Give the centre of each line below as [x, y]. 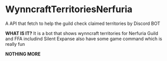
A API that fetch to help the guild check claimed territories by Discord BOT [83, 23]
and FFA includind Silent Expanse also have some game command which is [84, 39]
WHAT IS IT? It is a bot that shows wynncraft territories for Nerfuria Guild [82, 33]
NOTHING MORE [23, 54]
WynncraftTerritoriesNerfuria [69, 9]
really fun [15, 44]
